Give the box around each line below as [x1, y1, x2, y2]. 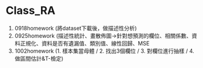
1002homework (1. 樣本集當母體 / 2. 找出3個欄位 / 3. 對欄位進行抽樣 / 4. [14, 47, 194, 55]
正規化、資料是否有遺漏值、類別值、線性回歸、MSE [20, 39, 150, 47]
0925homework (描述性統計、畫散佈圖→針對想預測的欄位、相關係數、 [14, 32, 192, 39]
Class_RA [6, 4, 56, 18]
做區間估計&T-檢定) [14, 55, 64, 62]
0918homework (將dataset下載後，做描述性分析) [14, 24, 137, 32]
